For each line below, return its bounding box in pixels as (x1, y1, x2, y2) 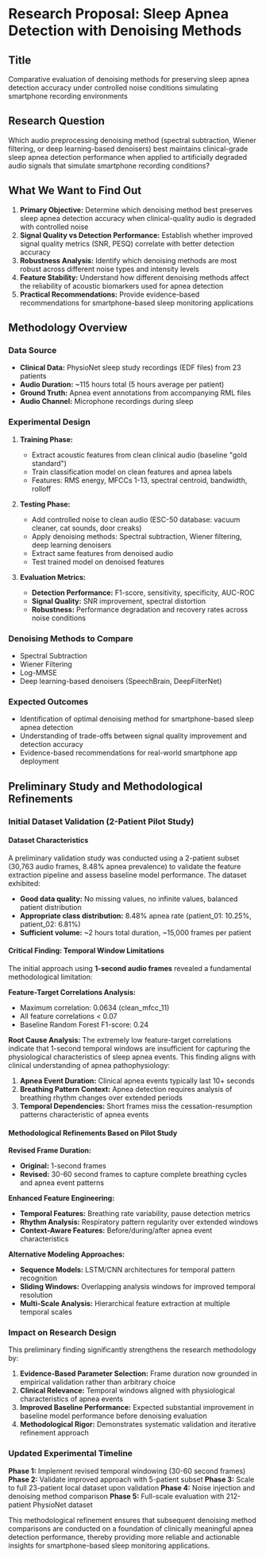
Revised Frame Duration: (8, 1146, 91, 1156)
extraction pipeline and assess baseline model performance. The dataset (8, 870, 247, 880)
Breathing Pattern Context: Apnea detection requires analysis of (19, 1084, 233, 1094)
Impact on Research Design (8, 1327, 117, 1338)
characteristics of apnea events (19, 1394, 124, 1404)
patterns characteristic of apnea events (19, 1109, 149, 1119)
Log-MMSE (19, 667, 57, 677)
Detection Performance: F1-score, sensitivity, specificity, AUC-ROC (31, 588, 256, 597)
